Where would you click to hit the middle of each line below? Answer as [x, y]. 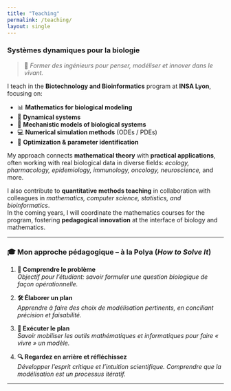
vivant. [34, 72]
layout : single [29, 26]
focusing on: [25, 93]
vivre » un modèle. [43, 343]
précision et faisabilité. [49, 315]
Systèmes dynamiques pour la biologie [74, 50]
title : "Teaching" [33, 13]
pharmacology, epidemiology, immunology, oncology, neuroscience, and [110, 170]
